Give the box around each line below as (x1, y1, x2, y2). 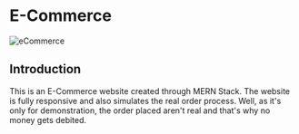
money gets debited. (9, 114, 87, 125)
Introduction (9, 62, 82, 77)
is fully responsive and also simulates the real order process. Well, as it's (9, 95, 282, 106)
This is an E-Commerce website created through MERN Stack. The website (9, 85, 291, 96)
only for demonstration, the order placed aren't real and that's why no (9, 105, 271, 116)
